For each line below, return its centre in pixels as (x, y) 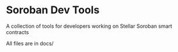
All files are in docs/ (30, 43)
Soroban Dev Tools (53, 10)
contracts (18, 32)
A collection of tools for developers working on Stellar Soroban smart (89, 26)
